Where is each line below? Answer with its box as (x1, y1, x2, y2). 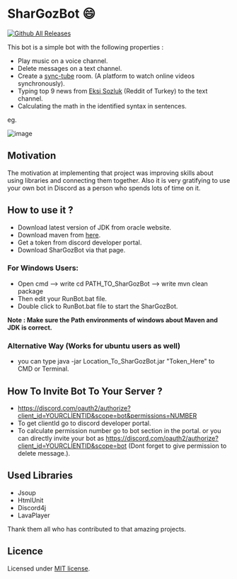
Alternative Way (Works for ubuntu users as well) (7, 341, 180, 351)
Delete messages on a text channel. (17, 64, 122, 72)
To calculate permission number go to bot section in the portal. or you (17, 426, 221, 434)
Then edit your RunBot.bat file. (17, 294, 108, 303)
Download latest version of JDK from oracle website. (17, 223, 172, 232)
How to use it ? (7, 204, 74, 216)
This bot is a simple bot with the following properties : (7, 43, 164, 51)
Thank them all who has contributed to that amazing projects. (7, 524, 186, 533)
